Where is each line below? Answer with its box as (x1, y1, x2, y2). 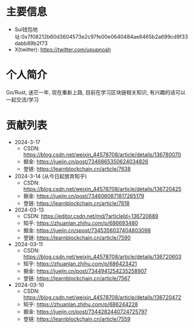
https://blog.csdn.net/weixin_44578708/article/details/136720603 (23, 253, 182, 260)
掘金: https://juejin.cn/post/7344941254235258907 (23, 267, 147, 274)
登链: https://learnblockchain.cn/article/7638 (23, 165, 131, 172)
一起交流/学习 (6, 96, 39, 103)
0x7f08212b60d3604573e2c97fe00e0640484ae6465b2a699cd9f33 (21, 33, 188, 40)
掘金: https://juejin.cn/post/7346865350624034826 (23, 158, 149, 165)
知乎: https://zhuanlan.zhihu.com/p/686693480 (23, 219, 138, 226)
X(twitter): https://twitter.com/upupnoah (14, 46, 111, 53)
